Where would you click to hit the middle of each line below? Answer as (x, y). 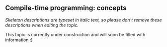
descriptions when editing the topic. (42, 25)
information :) (19, 40)
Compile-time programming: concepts (66, 8)
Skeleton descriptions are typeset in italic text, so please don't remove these (83, 20)
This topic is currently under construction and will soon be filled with (75, 34)
